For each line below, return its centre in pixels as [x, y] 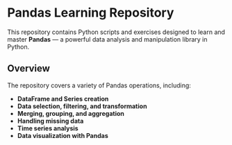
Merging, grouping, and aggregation [71, 113]
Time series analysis [48, 128]
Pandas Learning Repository [91, 13]
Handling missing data [50, 121]
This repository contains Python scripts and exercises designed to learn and [116, 32]
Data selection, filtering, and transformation [82, 106]
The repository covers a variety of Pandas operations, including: [99, 85]
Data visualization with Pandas [63, 135]
